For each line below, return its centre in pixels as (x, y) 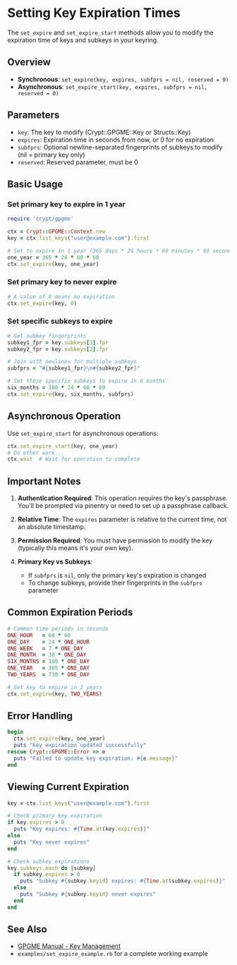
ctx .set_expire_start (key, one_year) (63, 446)
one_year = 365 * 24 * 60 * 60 (53, 257)
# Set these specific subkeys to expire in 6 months (86, 381)
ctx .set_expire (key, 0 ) (42, 303)
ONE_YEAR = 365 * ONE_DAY (49, 668)
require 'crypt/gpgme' (41, 219)
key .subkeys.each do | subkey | (52, 868)
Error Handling (40, 716)
